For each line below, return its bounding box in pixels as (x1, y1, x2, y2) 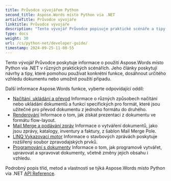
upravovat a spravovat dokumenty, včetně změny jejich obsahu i (12, 149, 149, 156)
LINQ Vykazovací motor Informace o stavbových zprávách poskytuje (12, 133, 158, 139)
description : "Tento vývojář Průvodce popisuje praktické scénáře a (5, 27, 154, 32)
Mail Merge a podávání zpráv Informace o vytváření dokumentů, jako (12, 122, 158, 128)
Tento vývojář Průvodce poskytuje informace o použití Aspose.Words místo (5, 59, 164, 65)
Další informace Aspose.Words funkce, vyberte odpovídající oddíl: (5, 85, 144, 92)
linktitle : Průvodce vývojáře (5, 21, 70, 27)
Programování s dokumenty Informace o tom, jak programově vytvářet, (12, 144, 162, 150)
